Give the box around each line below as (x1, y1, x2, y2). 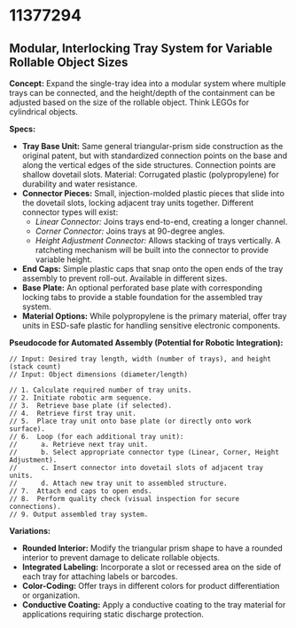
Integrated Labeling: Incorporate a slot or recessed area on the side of (21, 561, 282, 572)
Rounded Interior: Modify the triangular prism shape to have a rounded (21, 543, 284, 553)
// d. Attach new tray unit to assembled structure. (9, 479, 228, 488)
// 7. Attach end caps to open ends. (9, 487, 152, 496)
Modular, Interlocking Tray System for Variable (9, 41, 273, 56)
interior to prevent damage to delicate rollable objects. (21, 552, 220, 562)
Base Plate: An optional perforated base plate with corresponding (21, 282, 263, 293)
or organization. (21, 590, 81, 600)
